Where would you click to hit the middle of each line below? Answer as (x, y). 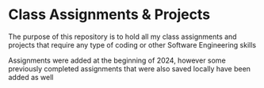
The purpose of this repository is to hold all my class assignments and (122, 36)
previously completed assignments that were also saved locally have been (130, 68)
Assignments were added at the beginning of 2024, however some (117, 60)
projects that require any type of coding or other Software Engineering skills (132, 44)
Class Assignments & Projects (109, 15)
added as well (31, 77)
